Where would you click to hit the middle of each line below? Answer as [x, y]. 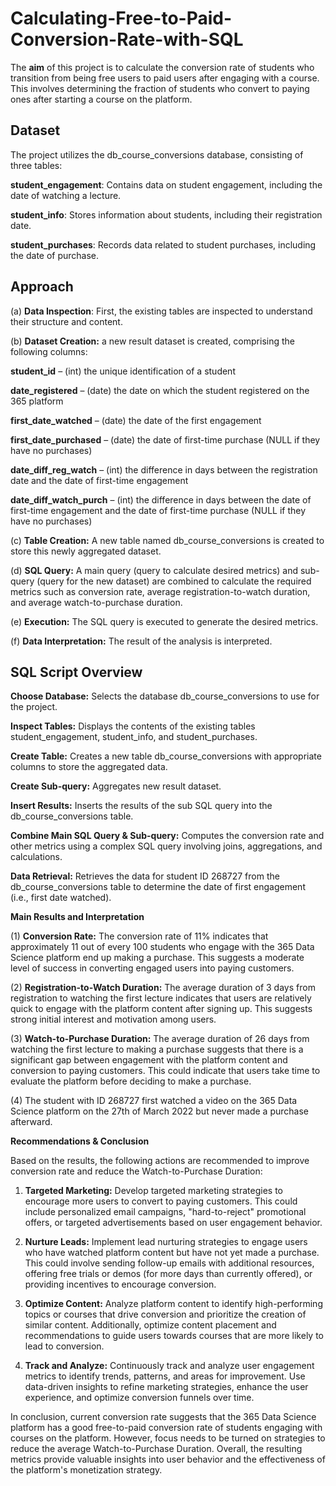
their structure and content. [66, 321]
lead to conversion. [64, 1346]
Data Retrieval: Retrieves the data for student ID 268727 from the [145, 876]
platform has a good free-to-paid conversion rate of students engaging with [166, 1428]
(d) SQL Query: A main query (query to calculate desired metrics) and [154, 570]
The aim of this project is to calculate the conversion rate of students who [162, 67]
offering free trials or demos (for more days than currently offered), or [168, 1274]
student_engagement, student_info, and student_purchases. [134, 737]
